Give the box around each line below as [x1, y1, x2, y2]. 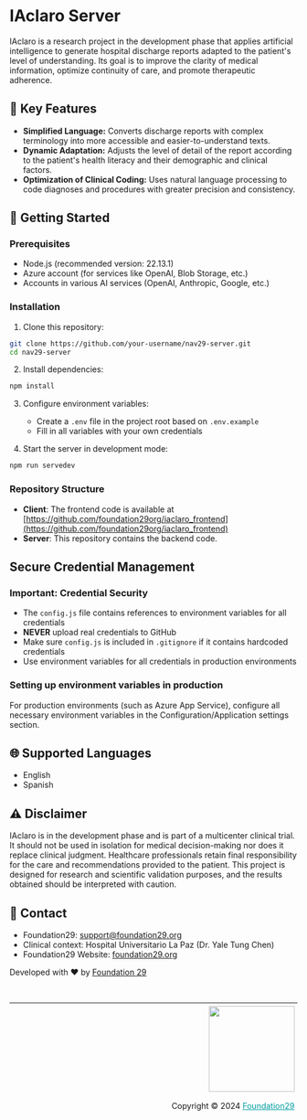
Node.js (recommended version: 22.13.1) [22, 258, 175, 270]
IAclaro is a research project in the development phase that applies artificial [9, 36, 294, 47]
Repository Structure [9, 483, 105, 496]
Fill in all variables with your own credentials [36, 426, 203, 437]
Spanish [22, 779, 54, 791]
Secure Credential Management [9, 559, 195, 574]
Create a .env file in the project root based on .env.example [36, 416, 259, 427]
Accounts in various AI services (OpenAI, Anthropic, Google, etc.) [22, 278, 270, 289]
